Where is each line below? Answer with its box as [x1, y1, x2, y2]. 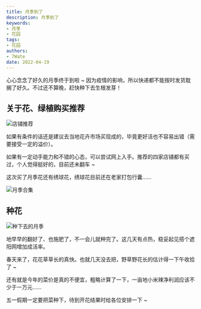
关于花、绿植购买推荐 [6, 103, 85, 113]
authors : [6, 48, 28, 54]
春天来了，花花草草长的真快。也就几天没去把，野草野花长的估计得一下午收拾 [6, 256, 195, 263]
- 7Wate [6, 54, 26, 60]
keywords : [6, 20, 31, 26]
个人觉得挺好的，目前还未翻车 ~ [16, 161, 96, 168]
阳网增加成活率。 [6, 243, 48, 250]
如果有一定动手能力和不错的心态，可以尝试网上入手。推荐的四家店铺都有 [6, 153, 184, 161]
